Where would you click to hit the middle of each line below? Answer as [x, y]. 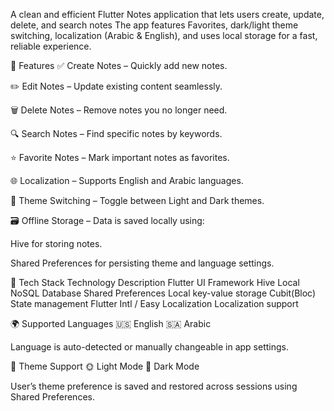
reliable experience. [51, 46]
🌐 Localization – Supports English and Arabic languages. [127, 180]
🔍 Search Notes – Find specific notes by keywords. [116, 133]
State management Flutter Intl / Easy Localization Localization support [154, 303]
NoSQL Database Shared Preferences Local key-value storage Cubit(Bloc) [163, 293]
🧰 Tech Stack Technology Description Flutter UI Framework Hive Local [155, 282]
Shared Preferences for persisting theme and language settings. [142, 263]
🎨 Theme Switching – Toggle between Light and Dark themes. [137, 200]
